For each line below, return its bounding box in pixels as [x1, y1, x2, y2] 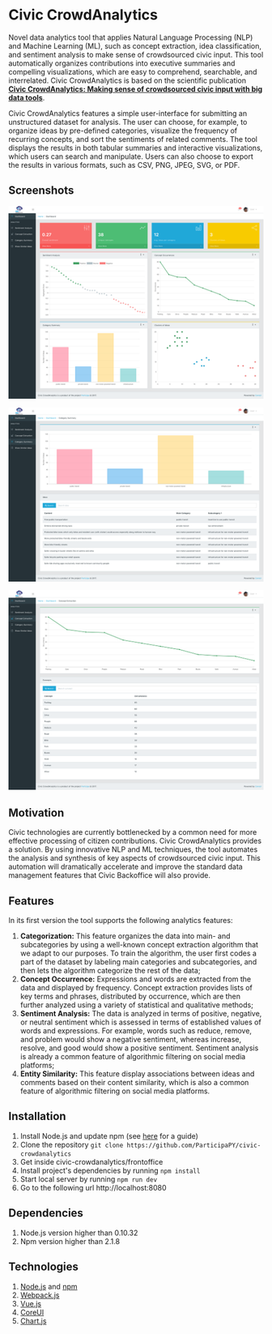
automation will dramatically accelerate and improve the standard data [8, 862, 243, 872]
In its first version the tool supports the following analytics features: [8, 916, 233, 926]
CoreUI [19, 1307, 45, 1317]
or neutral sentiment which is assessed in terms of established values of [19, 1017, 261, 1027]
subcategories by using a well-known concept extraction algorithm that [19, 940, 259, 950]
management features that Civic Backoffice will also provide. [8, 870, 210, 880]
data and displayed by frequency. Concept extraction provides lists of [19, 983, 253, 993]
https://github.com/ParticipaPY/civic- [126, 1141, 261, 1149]
